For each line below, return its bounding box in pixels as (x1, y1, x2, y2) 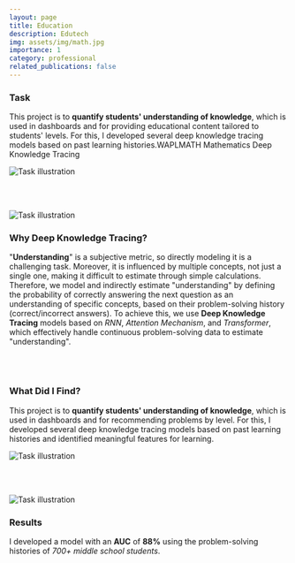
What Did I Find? (9, 385, 81, 398)
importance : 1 (9, 46, 62, 55)
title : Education (9, 21, 73, 30)
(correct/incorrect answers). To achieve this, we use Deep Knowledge (9, 308, 266, 319)
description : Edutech (9, 29, 89, 38)
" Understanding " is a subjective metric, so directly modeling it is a (9, 252, 252, 262)
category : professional (9, 54, 97, 63)
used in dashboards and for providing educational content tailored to (9, 121, 259, 132)
